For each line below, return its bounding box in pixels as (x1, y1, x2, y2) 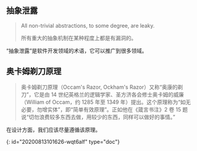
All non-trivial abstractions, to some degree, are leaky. (20, 22, 155, 29)
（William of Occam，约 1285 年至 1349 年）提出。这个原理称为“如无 (20, 98, 191, 105)
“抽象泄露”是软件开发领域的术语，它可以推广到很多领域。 (6, 47, 148, 54)
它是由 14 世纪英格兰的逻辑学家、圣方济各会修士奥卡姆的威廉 (34, 90, 184, 98)
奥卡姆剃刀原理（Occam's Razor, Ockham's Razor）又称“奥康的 (20, 83, 178, 90)
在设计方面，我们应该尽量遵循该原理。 (6, 126, 101, 133)
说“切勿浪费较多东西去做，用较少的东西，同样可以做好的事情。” (20, 113, 175, 120)
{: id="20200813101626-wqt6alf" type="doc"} (6, 138, 120, 145)
